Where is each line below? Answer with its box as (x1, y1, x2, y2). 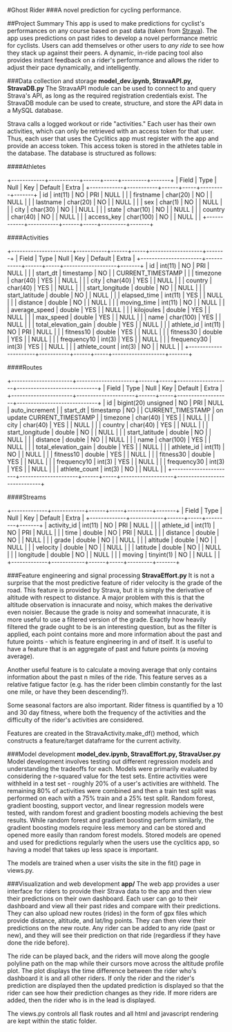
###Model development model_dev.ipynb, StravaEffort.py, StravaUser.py (7, 750, 221, 758)
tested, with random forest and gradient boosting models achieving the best (7, 809, 223, 817)
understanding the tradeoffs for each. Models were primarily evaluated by (7, 765, 217, 772)
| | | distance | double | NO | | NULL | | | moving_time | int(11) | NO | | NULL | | (7, 298, 225, 307)
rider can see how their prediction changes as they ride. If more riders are (7, 989, 217, 997)
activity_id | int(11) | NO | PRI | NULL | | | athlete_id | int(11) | (48, 521, 215, 529)
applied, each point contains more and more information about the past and (7, 630, 222, 638)
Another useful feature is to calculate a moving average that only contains (7, 666, 217, 673)
